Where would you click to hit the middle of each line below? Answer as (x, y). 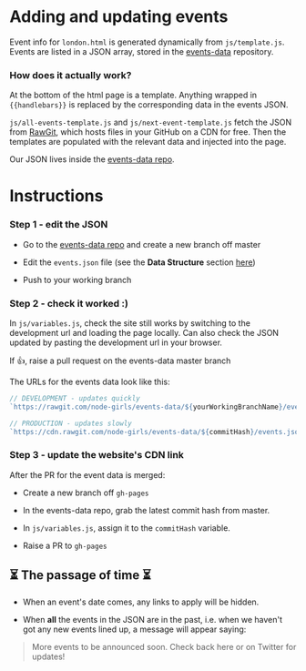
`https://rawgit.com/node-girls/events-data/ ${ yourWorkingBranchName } (146, 407)
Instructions (56, 196)
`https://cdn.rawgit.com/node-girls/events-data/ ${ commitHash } (132, 432)
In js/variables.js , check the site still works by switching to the (130, 323)
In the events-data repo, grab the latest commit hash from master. (146, 510)
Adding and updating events (119, 17)
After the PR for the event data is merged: (87, 474)
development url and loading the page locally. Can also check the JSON (144, 333)
